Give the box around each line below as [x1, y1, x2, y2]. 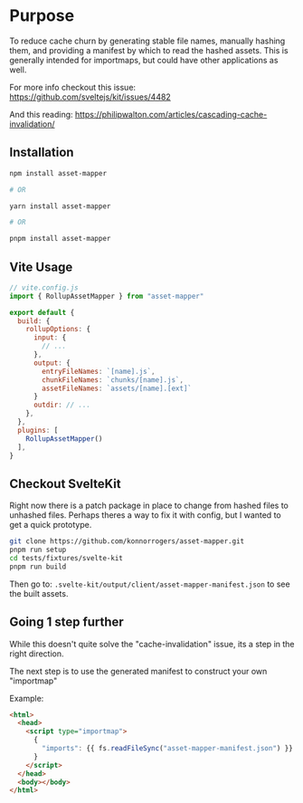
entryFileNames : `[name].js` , [42, 367, 156, 376]
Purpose [9, 5, 75, 26]
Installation [9, 145, 74, 160]
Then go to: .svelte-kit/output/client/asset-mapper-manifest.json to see [9, 578, 291, 589]
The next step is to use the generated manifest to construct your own [9, 665, 268, 676]
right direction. [9, 648, 65, 659]
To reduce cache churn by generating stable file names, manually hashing [9, 35, 286, 46]
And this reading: [9, 109, 74, 119]
